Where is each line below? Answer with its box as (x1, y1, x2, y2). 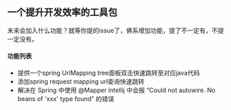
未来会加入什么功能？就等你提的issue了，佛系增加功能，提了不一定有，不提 (7, 26, 225, 35)
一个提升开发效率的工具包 (7, 6, 117, 19)
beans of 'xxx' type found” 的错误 (17, 95, 114, 103)
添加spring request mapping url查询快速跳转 (17, 77, 145, 86)
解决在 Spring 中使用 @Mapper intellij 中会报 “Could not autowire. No (17, 86, 216, 95)
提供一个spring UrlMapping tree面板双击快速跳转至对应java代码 (17, 68, 200, 77)
